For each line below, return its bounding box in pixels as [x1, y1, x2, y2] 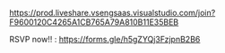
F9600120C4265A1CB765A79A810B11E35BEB [9, 17, 179, 27]
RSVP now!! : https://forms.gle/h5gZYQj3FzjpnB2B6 [9, 34, 201, 44]
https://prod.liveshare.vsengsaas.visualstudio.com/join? [9, 8, 216, 18]
